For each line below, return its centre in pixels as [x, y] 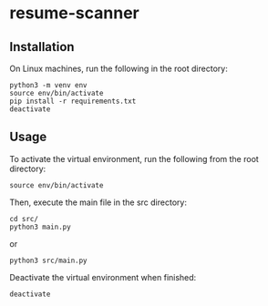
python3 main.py [40, 227]
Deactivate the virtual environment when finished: [103, 277]
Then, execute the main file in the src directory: [98, 202]
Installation [42, 47]
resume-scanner [74, 13]
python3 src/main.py [49, 260]
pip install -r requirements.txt [73, 101]
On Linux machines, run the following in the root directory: [119, 68]
